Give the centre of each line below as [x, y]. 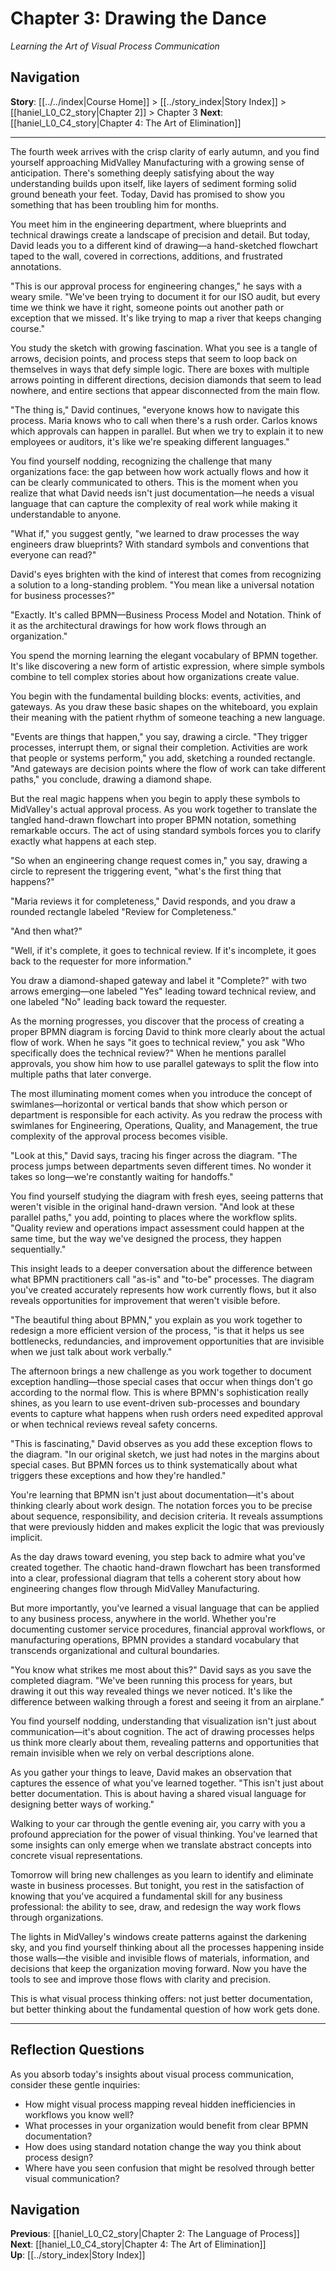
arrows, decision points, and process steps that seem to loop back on [154, 358]
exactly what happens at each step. [83, 841]
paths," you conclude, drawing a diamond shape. [111, 779]
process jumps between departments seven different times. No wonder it [161, 1166]
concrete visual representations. [76, 1855]
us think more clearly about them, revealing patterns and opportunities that [165, 1742]
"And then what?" [46, 931]
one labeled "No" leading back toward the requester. [119, 1001]
